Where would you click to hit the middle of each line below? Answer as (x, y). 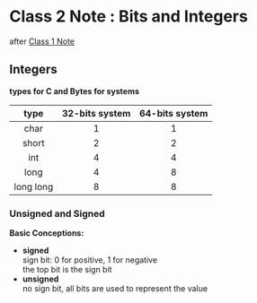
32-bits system (96, 113)
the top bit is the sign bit (67, 270)
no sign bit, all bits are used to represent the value (115, 289)
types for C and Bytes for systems (75, 91)
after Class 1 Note (42, 41)
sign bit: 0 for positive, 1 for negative (90, 260)
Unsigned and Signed (57, 213)
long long (34, 186)
